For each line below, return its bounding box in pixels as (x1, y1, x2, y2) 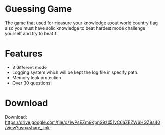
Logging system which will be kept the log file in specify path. (12, 69, 139, 75)
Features (5, 48, 43, 59)
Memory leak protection (12, 74, 61, 80)
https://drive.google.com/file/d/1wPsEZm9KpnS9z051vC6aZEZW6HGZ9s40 (5, 119, 160, 125)
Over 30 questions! (12, 80, 52, 86)
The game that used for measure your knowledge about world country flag (5, 20, 158, 26)
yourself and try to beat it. (5, 30, 58, 36)
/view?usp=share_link (5, 124, 50, 130)
